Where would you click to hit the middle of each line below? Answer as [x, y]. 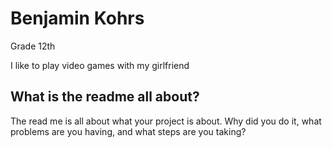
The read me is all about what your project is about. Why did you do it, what [166, 121]
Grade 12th [33, 46]
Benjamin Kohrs [77, 18]
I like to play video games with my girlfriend [100, 65]
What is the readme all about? [105, 97]
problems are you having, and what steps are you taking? [128, 131]
